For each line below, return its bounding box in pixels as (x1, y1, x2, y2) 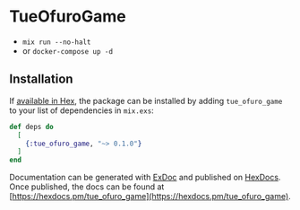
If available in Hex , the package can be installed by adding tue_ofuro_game (9, 95, 283, 106)
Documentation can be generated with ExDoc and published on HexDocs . (9, 172, 281, 183)
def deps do (9, 122, 54, 131)
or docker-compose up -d (21, 45, 114, 56)
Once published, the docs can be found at (9, 181, 165, 192)
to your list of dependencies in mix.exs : (9, 105, 154, 116)
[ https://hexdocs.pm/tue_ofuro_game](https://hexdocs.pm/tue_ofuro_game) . (9, 191, 291, 202)
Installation (9, 72, 73, 87)
